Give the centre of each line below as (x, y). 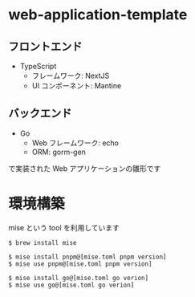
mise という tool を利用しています (64, 227)
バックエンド (40, 114)
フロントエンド (45, 46)
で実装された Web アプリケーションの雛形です (85, 168)
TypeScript (38, 66)
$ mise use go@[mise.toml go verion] (71, 285)
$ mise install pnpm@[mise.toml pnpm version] (87, 257)
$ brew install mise (43, 242)
